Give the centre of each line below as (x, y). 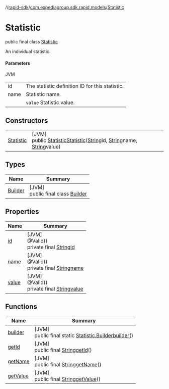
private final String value (55, 288)
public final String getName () (68, 365)
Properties (22, 212)
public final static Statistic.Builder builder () (84, 335)
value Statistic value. (50, 103)
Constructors (27, 120)
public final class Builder (58, 193)
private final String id (51, 247)
